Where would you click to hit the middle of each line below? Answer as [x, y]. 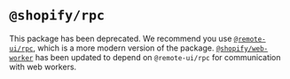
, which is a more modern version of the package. [123, 48]
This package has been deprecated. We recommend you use [121, 38]
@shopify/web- [242, 48]
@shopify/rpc [57, 16]
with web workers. [43, 67]
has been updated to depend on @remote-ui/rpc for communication [158, 57]
